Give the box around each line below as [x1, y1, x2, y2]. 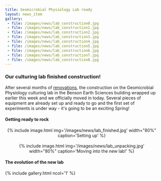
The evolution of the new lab [5, 159, 64, 165]
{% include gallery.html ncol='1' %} [5, 170, 76, 176]
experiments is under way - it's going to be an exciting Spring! [5, 105, 130, 111]
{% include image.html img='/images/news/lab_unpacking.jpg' [19, 143, 144, 149]
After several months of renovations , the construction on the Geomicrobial [5, 84, 154, 90]
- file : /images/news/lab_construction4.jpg [7, 39, 99, 44]
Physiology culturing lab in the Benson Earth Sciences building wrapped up [5, 90, 156, 95]
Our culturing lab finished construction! [5, 73, 101, 80]
